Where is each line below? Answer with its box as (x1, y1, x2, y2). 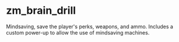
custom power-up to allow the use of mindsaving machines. (6, 29, 150, 36)
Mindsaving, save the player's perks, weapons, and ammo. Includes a (6, 23, 174, 30)
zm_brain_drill (6, 4, 76, 17)
